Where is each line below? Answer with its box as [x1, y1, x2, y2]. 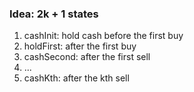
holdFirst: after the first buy [23, 40, 137, 52]
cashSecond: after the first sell [23, 51, 151, 63]
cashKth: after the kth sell [23, 72, 130, 84]
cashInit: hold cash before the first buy [23, 30, 184, 42]
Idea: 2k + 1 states [9, 7, 99, 21]
